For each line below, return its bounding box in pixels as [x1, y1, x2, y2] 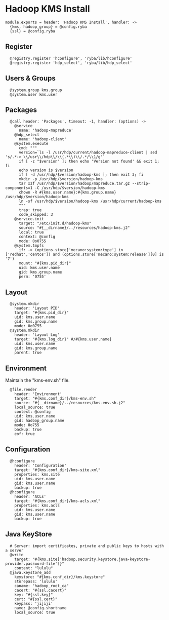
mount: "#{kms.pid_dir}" [18, 261, 71, 266]
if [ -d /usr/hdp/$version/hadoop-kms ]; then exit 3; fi [18, 172, 144, 177]
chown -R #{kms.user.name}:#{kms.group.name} [18, 190, 116, 195]
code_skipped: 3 [18, 212, 53, 217]
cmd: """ [18, 145, 37, 151]
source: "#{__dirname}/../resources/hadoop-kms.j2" [18, 225, 130, 230]
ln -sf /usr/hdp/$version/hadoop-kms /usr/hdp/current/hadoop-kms [18, 199, 162, 204]
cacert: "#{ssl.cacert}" [14, 588, 67, 593]
